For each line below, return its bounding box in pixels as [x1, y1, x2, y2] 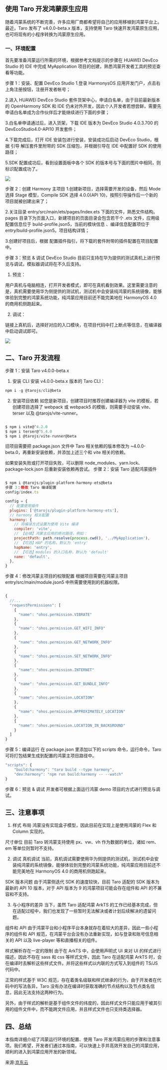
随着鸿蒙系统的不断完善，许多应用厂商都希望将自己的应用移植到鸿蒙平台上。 [5, 19, 162, 25]
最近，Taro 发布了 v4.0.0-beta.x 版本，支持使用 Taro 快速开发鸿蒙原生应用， [5, 25, 162, 31]
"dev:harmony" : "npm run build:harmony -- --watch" [14, 772, 123, 777]
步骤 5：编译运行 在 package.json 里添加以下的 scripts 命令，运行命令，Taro [5, 746, 162, 752]
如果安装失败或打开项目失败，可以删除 [5, 460, 83, 466]
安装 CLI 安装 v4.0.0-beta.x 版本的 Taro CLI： [12, 378, 105, 384]
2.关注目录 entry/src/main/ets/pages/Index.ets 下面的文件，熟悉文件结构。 [5, 209, 158, 215]
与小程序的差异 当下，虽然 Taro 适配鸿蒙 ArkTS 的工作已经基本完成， [12, 902, 154, 908]
